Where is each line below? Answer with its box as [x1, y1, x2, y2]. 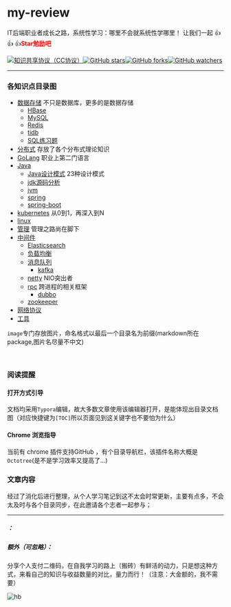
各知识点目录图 [7, 81, 57, 91]
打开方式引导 [7, 388, 43, 397]
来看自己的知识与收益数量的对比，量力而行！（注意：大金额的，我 [19, 570, 206, 579]
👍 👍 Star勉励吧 [7, 39, 52, 48]
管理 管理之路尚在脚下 [16, 225, 80, 233]
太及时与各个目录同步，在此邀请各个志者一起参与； [7, 500, 152, 508]
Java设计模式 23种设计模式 [27, 170, 105, 178]
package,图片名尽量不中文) [7, 338, 85, 346]
